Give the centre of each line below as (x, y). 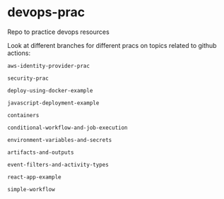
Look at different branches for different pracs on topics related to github (112, 45)
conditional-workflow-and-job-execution (68, 128)
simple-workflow (31, 189)
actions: (19, 53)
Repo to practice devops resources (58, 32)
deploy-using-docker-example (50, 90)
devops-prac (46, 12)
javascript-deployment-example (53, 103)
